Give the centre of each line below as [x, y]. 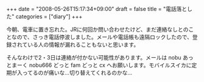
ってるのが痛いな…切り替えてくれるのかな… [77, 73]
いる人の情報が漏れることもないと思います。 [83, 45]
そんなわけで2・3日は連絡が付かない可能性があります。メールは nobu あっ [100, 57]
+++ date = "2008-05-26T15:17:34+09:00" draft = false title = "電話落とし [100, 9]
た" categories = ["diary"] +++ [44, 16]
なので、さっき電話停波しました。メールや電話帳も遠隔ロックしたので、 [102, 37]
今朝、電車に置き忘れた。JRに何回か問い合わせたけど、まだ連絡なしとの [97, 29]
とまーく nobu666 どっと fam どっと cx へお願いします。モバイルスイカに [99, 65]
